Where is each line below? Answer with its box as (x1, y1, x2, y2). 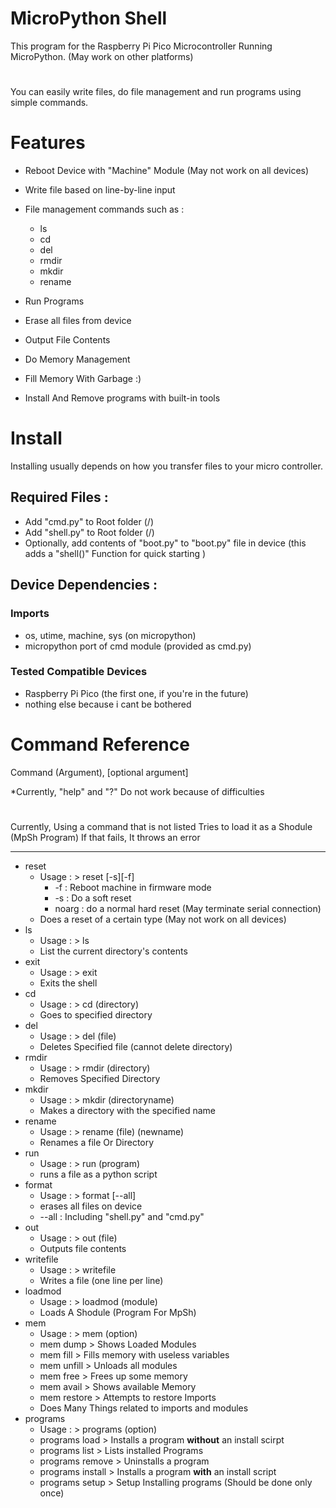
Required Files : (10, 489, 109, 506)
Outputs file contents (39, 1242, 127, 1254)
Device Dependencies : (10, 577, 158, 594)
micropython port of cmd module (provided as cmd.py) (24, 640, 252, 652)
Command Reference (10, 733, 190, 756)
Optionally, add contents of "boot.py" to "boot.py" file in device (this (24, 537, 307, 549)
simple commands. (10, 97, 89, 109)
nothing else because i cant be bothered (24, 698, 192, 710)
